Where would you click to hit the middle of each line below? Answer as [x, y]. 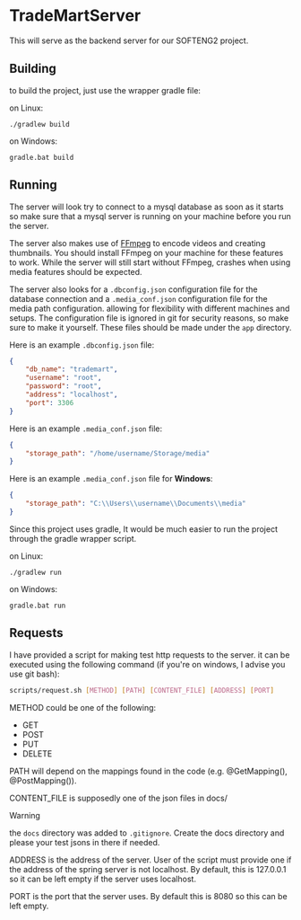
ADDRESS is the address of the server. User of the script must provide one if [150, 860]
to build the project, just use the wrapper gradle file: [105, 90]
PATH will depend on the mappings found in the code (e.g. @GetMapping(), [149, 771]
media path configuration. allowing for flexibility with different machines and [150, 308]
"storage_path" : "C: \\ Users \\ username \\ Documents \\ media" [136, 504]
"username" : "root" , [64, 378]
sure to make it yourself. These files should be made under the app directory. [150, 327]
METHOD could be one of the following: [83, 707]
